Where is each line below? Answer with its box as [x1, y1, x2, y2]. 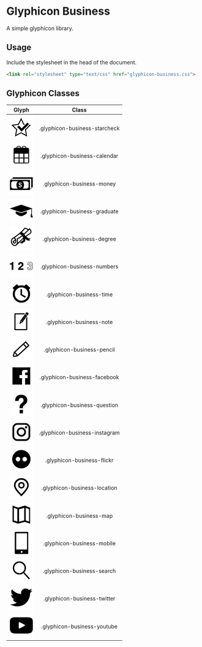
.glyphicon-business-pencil [43, 346, 115, 354]
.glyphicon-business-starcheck [39, 124, 120, 132]
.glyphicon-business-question [40, 401, 118, 409]
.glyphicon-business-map [45, 512, 113, 519]
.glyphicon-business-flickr [45, 456, 114, 464]
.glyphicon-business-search [42, 567, 116, 575]
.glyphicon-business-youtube [40, 622, 118, 630]
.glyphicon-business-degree [42, 235, 116, 243]
